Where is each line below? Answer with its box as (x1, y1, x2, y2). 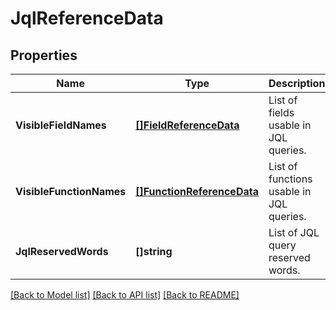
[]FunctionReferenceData (135, 185, 259, 198)
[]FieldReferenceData (135, 118, 240, 132)
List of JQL (268, 226, 320, 239)
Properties (10, 47, 78, 64)
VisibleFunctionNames (15, 185, 127, 198)
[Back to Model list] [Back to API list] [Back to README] (10, 289, 240, 301)
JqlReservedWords (15, 245, 109, 258)
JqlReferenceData (10, 7, 164, 30)
